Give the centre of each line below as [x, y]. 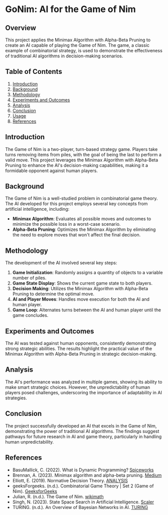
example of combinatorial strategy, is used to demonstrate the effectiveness [84, 51]
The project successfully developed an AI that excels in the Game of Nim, [81, 425]
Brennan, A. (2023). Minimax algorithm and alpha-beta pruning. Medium [87, 475]
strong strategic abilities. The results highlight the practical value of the [79, 349]
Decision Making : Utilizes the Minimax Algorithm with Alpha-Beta [80, 289]
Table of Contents [34, 72]
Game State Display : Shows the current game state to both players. [82, 283]
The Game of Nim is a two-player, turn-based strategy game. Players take [81, 149]
